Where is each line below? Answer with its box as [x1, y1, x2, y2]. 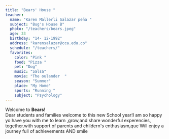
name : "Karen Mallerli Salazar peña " [10, 17, 92, 22]
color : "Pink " [14, 54, 47, 60]
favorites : [10, 50, 33, 55]
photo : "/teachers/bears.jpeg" [10, 26, 76, 32]
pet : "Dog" [14, 64, 38, 69]
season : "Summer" [14, 78, 51, 84]
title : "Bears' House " [5, 7, 56, 13]
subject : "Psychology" [14, 93, 62, 98]
